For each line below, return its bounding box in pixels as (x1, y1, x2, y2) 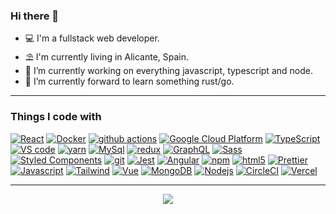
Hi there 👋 (10, 9, 60, 23)
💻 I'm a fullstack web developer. (24, 32, 160, 44)
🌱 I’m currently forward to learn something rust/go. (24, 75, 235, 88)
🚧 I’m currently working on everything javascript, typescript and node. (24, 65, 313, 77)
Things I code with (10, 110, 102, 124)
